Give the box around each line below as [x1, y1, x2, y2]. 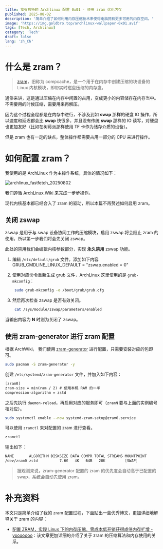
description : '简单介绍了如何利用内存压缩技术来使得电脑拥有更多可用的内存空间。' [5, 16, 154, 21]
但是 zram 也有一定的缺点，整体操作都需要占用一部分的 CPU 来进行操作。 [5, 134, 153, 140]
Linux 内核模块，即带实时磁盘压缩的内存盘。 [17, 84, 106, 90]
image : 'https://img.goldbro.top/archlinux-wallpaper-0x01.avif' [5, 20, 140, 26]
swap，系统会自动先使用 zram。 [17, 474, 82, 480]
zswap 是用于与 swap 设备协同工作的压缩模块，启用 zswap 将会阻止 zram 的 [5, 230, 159, 236]
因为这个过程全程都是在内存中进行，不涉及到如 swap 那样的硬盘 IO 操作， [5, 111, 153, 117]
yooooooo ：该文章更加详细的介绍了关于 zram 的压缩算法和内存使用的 [12, 532, 152, 538]
